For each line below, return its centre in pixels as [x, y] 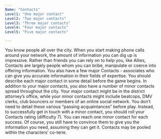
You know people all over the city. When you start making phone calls [75, 50]
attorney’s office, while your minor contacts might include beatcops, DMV [79, 96]
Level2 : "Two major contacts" [36, 18]
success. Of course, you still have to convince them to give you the [72, 122]
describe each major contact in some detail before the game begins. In [76, 81]
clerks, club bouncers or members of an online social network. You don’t [78, 101]
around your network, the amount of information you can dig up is [71, 55]
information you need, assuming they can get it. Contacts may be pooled [78, 127]
